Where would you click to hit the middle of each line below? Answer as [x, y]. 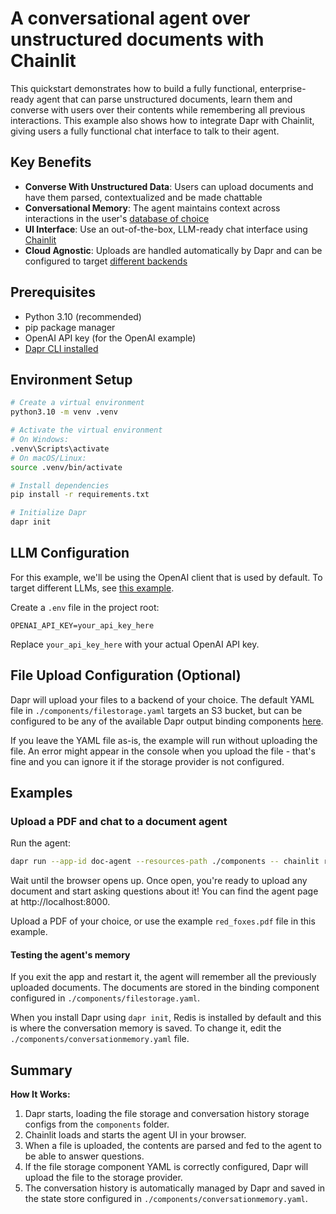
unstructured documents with [137, 39]
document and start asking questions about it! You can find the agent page [164, 891]
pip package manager [70, 327]
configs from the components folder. [97, 1124]
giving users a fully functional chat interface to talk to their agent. [145, 131]
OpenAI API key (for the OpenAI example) [110, 338]
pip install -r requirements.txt [80, 495]
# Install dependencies [60, 485]
